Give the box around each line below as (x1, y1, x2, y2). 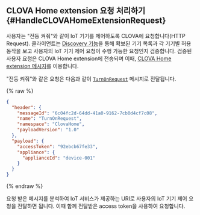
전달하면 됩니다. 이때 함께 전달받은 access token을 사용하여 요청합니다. (17, 202, 186, 210)
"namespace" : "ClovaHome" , (17, 121, 85, 128)
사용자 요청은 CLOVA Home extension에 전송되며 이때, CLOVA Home (6, 55, 172, 62)
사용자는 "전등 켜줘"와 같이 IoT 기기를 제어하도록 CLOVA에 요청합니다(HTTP (6, 32, 186, 39)
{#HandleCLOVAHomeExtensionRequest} (6, 16, 166, 26)
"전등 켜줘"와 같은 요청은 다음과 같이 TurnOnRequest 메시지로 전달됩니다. (6, 75, 177, 83)
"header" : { (11, 104, 42, 110)
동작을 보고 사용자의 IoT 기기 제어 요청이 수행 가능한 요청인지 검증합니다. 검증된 (6, 47, 192, 54)
